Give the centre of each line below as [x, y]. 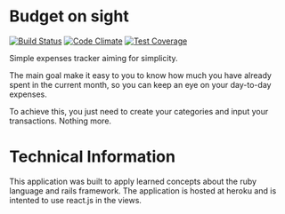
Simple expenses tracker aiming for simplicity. [94, 58]
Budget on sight [69, 16]
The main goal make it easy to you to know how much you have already [140, 75]
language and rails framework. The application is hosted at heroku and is [143, 190]
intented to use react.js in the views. [76, 200]
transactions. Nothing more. [61, 121]
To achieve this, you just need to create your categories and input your [139, 111]
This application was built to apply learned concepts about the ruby [133, 181]
